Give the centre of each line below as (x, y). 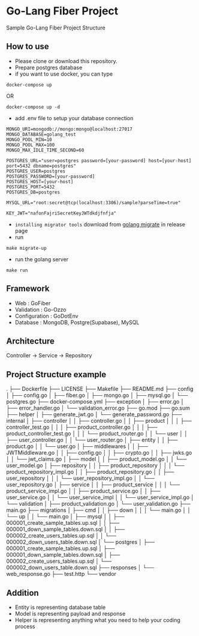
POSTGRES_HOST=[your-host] (40, 181)
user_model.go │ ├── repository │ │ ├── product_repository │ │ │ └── (95, 465)
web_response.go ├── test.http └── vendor (61, 574)
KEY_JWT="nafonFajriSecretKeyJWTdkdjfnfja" (61, 213)
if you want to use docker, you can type (64, 74)
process (25, 626)
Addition (22, 593)
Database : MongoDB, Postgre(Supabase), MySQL (77, 322)
